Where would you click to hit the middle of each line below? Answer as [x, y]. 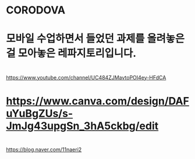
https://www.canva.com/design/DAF [97, 101]
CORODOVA [36, 10]
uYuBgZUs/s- [40, 113]
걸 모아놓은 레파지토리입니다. [71, 53]
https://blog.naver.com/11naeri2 [44, 149]
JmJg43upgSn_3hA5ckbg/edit [82, 126]
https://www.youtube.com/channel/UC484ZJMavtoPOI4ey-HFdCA [86, 77]
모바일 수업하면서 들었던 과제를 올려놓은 [95, 39]
